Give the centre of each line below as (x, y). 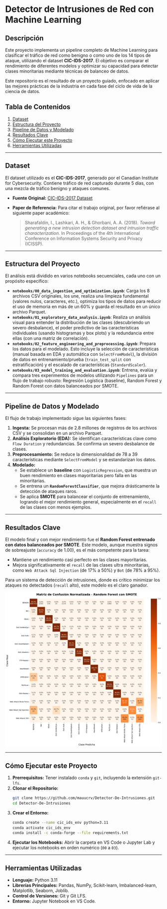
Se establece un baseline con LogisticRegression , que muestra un (88, 470)
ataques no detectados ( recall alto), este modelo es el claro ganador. (77, 585)
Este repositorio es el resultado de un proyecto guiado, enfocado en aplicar (82, 81)
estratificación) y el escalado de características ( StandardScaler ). (79, 365)
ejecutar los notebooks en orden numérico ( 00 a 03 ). (66, 848)
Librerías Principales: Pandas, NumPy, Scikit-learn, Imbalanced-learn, (85, 885)
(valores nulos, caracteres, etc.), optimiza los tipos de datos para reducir (87, 302)
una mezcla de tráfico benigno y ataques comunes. (58, 188)
